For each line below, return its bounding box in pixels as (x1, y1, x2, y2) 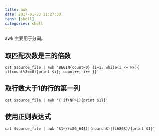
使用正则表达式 (5, 113, 51, 121)
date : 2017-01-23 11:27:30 (5, 12, 61, 17)
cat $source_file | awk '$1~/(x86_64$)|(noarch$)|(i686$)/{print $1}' (5, 126, 155, 131)
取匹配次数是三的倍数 (5, 51, 71, 60)
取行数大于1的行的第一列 (5, 84, 81, 93)
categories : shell (5, 21, 43, 26)
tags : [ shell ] (5, 16, 35, 21)
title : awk (5, 7, 28, 12)
